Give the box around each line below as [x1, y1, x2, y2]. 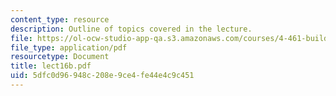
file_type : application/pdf [10, 42, 128, 53]
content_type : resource [10, 14, 110, 25]
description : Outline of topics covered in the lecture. [10, 24, 253, 34]
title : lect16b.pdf [10, 61, 92, 71]
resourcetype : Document [10, 52, 110, 62]
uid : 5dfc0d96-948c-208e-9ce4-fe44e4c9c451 [10, 71, 195, 81]
